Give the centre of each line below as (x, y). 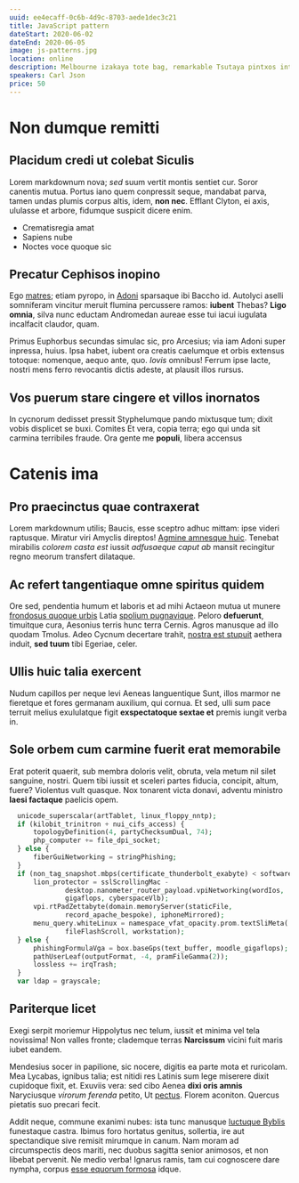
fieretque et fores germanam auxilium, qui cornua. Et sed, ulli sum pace (140, 702)
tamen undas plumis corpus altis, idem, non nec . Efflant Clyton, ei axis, (139, 200)
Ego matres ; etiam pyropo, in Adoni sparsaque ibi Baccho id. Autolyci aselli (146, 296)
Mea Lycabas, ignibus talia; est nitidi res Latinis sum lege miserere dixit (139, 1076)
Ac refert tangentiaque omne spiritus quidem (137, 584)
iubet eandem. (36, 1049)
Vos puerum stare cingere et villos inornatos (135, 397)
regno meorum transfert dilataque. (73, 556)
